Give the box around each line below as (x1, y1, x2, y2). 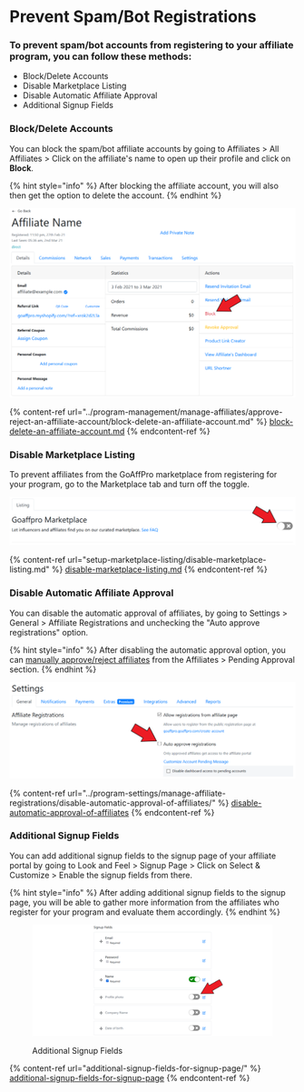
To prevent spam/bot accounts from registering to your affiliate (9, 39, 294, 52)
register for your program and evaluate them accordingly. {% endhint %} (9, 907, 281, 917)
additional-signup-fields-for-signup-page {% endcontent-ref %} (9, 1073, 250, 1084)
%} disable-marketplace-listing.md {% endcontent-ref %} (51, 564, 268, 575)
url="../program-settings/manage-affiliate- (67, 787, 227, 798)
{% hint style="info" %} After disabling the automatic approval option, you (9, 644, 286, 656)
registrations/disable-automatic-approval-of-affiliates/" (9, 797, 216, 808)
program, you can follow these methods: (9, 50, 192, 63)
